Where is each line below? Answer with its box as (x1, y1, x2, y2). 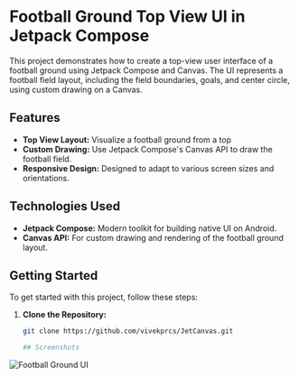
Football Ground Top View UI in (9, 6, 246, 27)
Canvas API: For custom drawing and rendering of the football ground (22, 232, 285, 243)
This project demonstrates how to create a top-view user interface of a (9, 55, 274, 66)
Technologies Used (9, 198, 120, 214)
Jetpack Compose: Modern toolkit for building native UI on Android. (22, 223, 277, 234)
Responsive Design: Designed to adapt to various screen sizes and (22, 162, 275, 173)
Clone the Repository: (22, 309, 107, 320)
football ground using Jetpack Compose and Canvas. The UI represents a (9, 65, 284, 76)
